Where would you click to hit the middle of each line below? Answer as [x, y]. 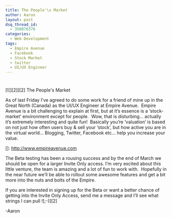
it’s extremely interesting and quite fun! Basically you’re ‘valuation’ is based [85, 122]
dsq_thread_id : [22, 24]
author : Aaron [21, 15]
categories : [18, 34]
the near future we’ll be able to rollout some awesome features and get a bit [85, 175]
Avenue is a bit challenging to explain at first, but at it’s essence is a [77, 111]
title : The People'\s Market [36, 10]
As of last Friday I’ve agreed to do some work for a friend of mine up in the [84, 100]
